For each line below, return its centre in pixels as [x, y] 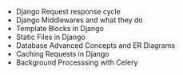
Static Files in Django [50, 37]
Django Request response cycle [68, 12]
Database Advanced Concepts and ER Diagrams [95, 45]
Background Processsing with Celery [77, 62]
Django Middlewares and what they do [79, 20]
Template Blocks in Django [60, 28]
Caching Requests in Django [62, 54]
